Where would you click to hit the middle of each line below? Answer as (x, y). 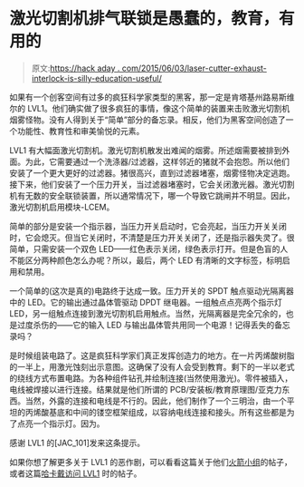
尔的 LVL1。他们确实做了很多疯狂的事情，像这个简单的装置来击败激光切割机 (150, 108)
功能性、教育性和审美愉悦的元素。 (81, 131)
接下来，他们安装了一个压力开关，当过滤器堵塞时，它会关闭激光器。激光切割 (152, 184)
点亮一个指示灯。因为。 (61, 424)
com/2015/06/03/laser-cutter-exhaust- (194, 68)
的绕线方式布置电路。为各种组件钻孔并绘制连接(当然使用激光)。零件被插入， (151, 378)
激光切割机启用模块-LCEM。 (62, 207)
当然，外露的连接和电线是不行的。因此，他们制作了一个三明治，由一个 (156, 401)
